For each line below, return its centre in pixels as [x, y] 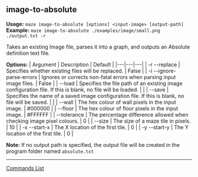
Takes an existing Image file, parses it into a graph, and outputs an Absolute [98, 47]
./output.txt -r [26, 36]
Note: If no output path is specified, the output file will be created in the [93, 145]
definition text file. [28, 53]
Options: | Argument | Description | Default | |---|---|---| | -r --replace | [93, 64]
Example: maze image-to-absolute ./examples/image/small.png [83, 30]
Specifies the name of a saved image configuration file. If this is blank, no [95, 96]
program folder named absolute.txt [50, 151]
